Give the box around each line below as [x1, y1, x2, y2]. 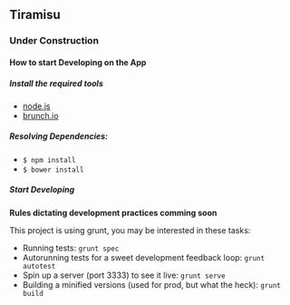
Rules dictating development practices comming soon [9, 207, 217, 218]
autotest [22, 261, 56, 271]
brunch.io [22, 110, 59, 121]
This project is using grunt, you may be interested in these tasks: [9, 224, 251, 235]
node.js [22, 100, 52, 112]
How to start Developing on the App [9, 56, 147, 67]
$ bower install [22, 165, 84, 174]
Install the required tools [9, 77, 104, 89]
